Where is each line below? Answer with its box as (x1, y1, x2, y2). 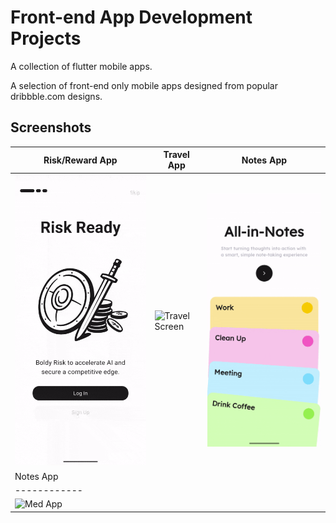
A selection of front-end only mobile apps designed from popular (10, 79, 278, 91)
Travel (163, 149, 190, 161)
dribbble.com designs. (10, 90, 103, 102)
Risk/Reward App (43, 154, 118, 166)
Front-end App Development (10, 6, 253, 29)
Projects (10, 27, 82, 50)
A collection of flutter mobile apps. (10, 60, 153, 72)
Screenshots (10, 119, 92, 136)
